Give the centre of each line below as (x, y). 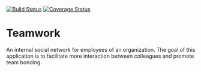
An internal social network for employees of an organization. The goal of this (101, 49)
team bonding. (24, 62)
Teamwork (33, 33)
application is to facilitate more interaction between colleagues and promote (100, 56)
